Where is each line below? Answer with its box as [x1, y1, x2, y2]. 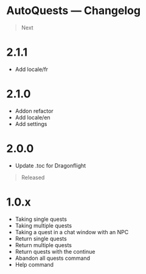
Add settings [15, 120, 47, 127]
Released [21, 174, 45, 181]
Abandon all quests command [15, 254, 90, 262]
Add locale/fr [15, 65, 49, 73]
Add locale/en [15, 114, 50, 121]
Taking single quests [15, 215, 67, 223]
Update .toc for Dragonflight [15, 161, 86, 169]
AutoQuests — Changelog [6, 4, 141, 18]
